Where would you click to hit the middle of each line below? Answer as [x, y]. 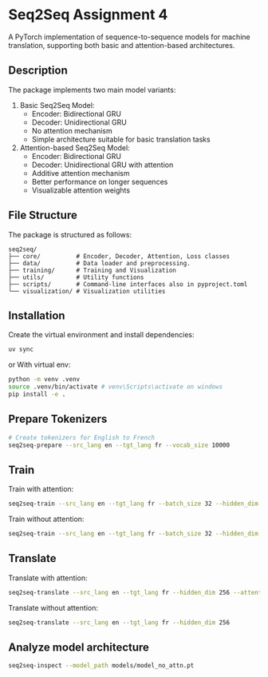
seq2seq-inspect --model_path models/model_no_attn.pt [101, 666]
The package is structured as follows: [70, 234]
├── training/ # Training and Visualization [93, 270]
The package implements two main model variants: [92, 90]
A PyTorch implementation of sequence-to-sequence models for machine [129, 37]
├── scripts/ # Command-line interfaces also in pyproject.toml [128, 284]
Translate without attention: [53, 607]
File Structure [43, 215]
